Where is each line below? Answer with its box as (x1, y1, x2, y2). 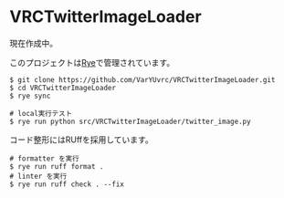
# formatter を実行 (9, 153, 79, 163)
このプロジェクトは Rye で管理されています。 (9, 57, 175, 68)
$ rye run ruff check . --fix (9, 180, 125, 189)
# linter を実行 (9, 172, 68, 181)
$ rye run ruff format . (9, 162, 104, 171)
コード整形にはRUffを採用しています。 (9, 134, 153, 145)
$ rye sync (9, 91, 51, 100)
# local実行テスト (9, 109, 73, 118)
